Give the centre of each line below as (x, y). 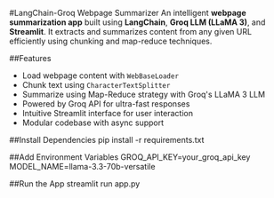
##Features (30, 58)
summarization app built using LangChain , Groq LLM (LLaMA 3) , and (137, 22)
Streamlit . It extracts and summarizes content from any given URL (130, 32)
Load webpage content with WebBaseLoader (101, 75)
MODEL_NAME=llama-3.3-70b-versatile (82, 166)
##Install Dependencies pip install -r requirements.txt (107, 140)
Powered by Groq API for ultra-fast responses (106, 104)
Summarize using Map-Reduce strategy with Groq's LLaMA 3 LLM (143, 94)
